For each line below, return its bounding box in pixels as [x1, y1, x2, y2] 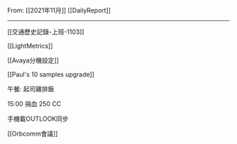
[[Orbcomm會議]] [7, 129, 59, 138]
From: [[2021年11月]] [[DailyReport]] [7, 6, 111, 14]
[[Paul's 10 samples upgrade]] [7, 70, 95, 79]
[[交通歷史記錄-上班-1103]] [7, 27, 85, 36]
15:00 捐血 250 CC [7, 100, 61, 107]
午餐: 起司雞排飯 [7, 85, 54, 93]
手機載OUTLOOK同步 [7, 114, 69, 123]
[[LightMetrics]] [7, 41, 53, 50]
